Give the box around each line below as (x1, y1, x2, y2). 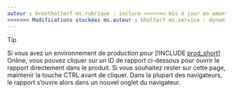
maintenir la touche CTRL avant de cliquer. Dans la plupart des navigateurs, (7, 70, 223, 79)
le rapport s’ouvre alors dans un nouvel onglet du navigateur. (7, 78, 181, 86)
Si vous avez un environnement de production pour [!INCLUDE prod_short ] (7, 49, 221, 57)
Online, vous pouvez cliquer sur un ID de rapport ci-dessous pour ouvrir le (7, 56, 220, 64)
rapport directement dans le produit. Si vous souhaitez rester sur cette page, (7, 63, 226, 72)
